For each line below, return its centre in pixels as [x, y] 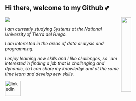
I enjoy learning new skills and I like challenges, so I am [61, 58]
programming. [20, 49]
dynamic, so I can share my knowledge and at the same [62, 68]
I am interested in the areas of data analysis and [54, 43]
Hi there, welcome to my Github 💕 [57, 8]
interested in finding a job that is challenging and [55, 63]
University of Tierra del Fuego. [36, 34]
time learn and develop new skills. [40, 74]
